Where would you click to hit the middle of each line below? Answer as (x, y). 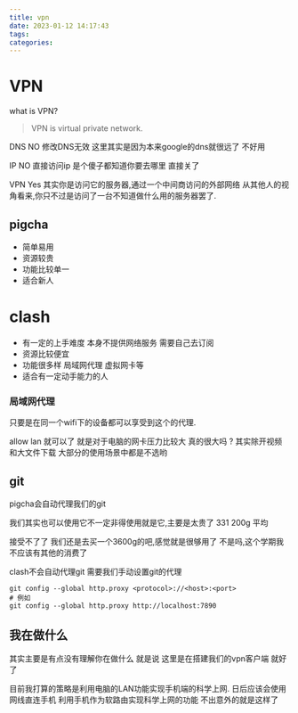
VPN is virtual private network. (87, 128)
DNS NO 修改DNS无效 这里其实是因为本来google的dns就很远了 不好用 (137, 147)
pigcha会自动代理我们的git (58, 504)
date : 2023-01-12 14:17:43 (59, 26)
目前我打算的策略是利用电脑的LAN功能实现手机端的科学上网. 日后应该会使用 (148, 688)
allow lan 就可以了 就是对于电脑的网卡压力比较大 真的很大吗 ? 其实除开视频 (146, 441)
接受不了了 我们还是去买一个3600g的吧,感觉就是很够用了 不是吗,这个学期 (143, 542)
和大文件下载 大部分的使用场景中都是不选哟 (88, 453)
